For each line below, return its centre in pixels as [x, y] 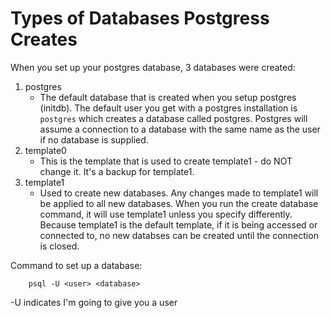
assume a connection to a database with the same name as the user [180, 129]
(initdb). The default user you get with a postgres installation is [168, 108]
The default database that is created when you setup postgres [168, 97]
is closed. [59, 246]
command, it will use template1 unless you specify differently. [166, 214]
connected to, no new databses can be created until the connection [179, 235]
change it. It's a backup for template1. [117, 171]
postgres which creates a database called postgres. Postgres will [173, 118]
